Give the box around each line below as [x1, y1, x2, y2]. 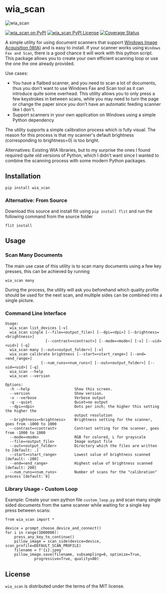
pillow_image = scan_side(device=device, [14, 539, 101, 544]
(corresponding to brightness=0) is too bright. [5, 137, 100, 143]
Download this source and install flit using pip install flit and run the [5, 208, 153, 214]
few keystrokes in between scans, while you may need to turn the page [12, 96, 159, 102]
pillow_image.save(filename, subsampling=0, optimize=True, [14, 552, 142, 557]
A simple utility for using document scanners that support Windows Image [5, 39, 158, 45]
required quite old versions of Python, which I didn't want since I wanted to [5, 152, 160, 158]
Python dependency [12, 117, 54, 123]
